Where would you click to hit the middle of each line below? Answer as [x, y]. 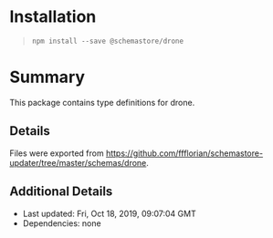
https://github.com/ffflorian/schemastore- [184, 153]
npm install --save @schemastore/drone [108, 41]
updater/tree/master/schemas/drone [78, 162]
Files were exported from [57, 153]
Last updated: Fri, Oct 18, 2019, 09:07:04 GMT [109, 213]
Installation [53, 17]
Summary [47, 77]
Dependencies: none [62, 223]
